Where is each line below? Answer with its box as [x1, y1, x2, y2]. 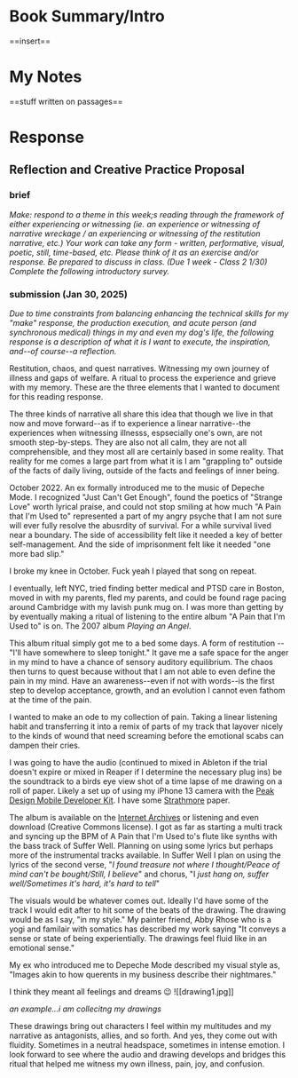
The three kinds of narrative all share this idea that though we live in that [9, 408, 273, 419]
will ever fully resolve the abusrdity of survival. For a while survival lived [9, 520, 272, 531]
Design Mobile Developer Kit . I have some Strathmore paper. [9, 795, 231, 805]
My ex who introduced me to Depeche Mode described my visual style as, [9, 960, 281, 971]
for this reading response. [9, 392, 104, 402]
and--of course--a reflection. [9, 346, 117, 357]
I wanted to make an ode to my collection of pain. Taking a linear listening [9, 712, 278, 723]
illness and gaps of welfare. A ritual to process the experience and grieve [9, 373, 277, 384]
